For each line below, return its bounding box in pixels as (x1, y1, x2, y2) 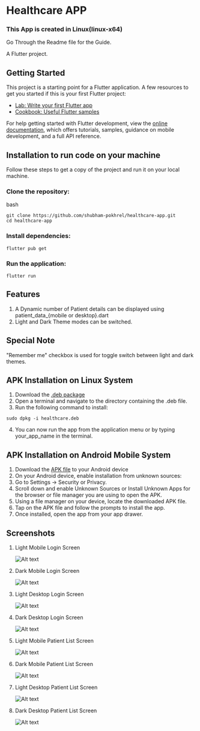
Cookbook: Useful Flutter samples (14, 108, 100, 115)
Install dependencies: (6, 232, 71, 240)
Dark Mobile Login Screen (14, 567, 80, 575)
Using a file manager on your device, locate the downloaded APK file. (14, 498, 187, 505)
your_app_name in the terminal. (14, 432, 93, 439)
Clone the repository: (6, 188, 70, 196)
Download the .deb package (14, 391, 85, 399)
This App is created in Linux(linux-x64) (6, 25, 123, 34)
